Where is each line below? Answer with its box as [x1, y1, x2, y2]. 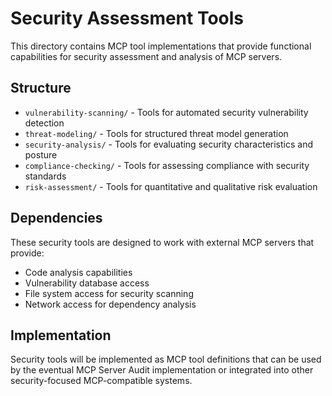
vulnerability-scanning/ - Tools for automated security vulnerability [24, 106, 309, 118]
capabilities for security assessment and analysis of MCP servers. [10, 50, 283, 62]
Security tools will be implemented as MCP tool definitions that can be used [10, 353, 322, 366]
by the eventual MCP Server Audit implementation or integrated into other [10, 364, 314, 376]
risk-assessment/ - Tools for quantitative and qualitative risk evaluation [24, 180, 318, 192]
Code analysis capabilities [24, 266, 133, 278]
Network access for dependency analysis [24, 298, 197, 310]
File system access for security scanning [24, 287, 194, 299]
